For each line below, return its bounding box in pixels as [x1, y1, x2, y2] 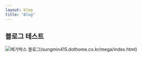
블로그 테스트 [5, 32, 44, 40]
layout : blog [5, 7, 33, 13]
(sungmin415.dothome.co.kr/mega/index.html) [40, 46, 137, 52]
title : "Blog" [5, 12, 36, 17]
